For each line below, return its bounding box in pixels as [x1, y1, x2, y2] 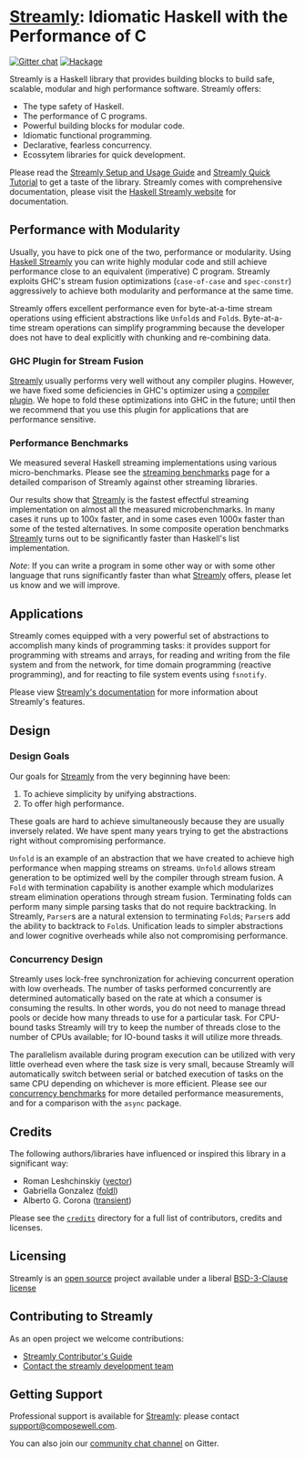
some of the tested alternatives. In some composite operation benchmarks [9, 524, 290, 535]
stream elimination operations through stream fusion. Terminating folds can [9, 891, 292, 902]
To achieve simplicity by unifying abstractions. [22, 788, 198, 799]
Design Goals [9, 749, 70, 762]
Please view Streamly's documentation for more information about [9, 687, 259, 698]
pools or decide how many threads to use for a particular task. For [9, 1013, 258, 1024]
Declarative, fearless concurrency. [22, 139, 152, 150]
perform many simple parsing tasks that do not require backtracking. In [9, 901, 277, 912]
